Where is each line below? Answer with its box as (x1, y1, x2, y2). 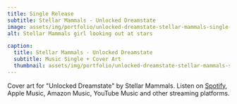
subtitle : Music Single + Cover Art (13, 56, 121, 63)
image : (7, 23, 27, 30)
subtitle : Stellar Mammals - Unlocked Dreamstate (7, 17, 157, 24)
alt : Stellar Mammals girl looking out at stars (7, 30, 153, 37)
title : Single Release (7, 10, 74, 18)
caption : (7, 43, 33, 50)
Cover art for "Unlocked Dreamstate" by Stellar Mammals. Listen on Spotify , (7, 82, 228, 90)
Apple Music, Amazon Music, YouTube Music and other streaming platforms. (7, 89, 230, 97)
